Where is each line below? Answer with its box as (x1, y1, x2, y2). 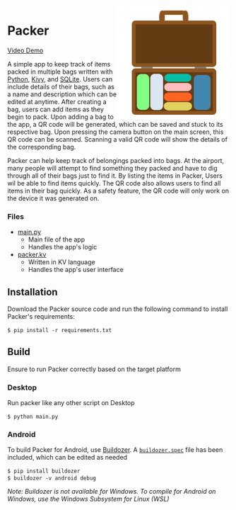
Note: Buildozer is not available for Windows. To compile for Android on (7, 487, 216, 496)
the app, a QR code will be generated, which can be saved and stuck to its (7, 120, 224, 128)
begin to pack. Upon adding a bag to (7, 112, 114, 121)
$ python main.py (7, 413, 59, 421)
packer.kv (17, 250, 47, 259)
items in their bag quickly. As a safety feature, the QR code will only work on (7, 186, 230, 195)
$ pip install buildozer (7, 467, 81, 475)
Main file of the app (28, 235, 85, 244)
